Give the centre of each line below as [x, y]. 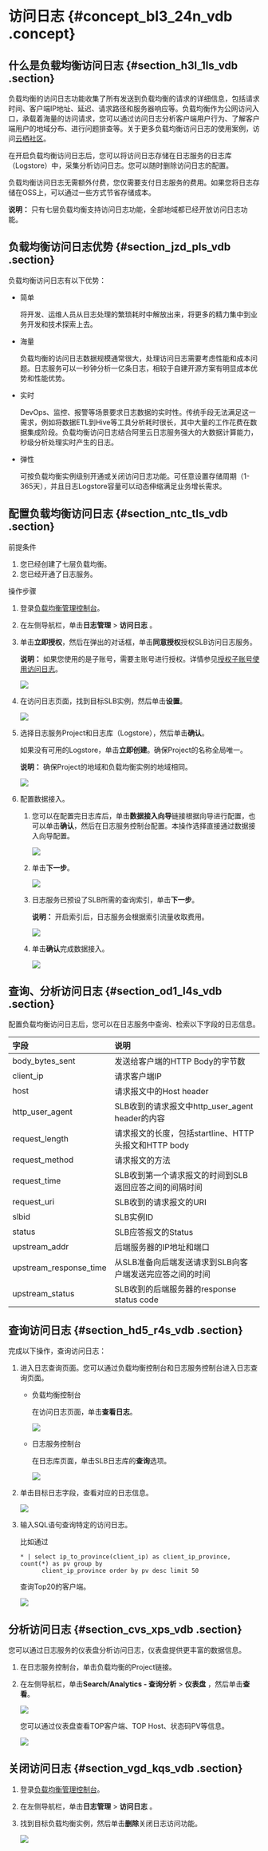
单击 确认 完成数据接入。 [70, 949]
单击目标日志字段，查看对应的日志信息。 [86, 1493]
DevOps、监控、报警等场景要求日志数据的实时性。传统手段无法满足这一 [138, 412]
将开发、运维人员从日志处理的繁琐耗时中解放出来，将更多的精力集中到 [135, 314]
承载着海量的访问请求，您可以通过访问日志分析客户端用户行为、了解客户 [141, 118]
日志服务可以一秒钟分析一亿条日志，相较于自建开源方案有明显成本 [142, 368]
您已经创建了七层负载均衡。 [65, 563]
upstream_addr [41, 1247]
